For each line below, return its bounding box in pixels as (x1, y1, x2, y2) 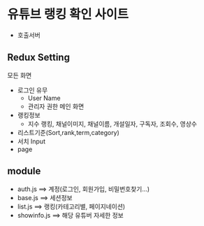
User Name (27, 94, 61, 102)
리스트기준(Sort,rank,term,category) (17, 128, 120, 136)
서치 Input (17, 137, 45, 146)
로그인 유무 (17, 85, 48, 94)
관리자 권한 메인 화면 (27, 102, 85, 111)
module (7, 165, 41, 177)
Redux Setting (7, 52, 70, 64)
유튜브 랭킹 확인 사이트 (7, 6, 129, 22)
